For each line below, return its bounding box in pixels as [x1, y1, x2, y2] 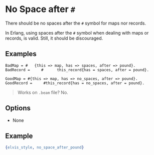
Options [5, 104, 31, 112]
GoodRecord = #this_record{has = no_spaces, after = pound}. [5, 80, 144, 86]
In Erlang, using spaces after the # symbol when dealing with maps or [5, 30, 149, 36]
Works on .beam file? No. [17, 89, 69, 95]
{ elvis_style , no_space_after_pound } [5, 145, 84, 150]
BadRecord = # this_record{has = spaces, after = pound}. [5, 67, 149, 72]
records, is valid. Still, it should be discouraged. [5, 35, 103, 41]
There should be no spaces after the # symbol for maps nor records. [5, 20, 146, 26]
